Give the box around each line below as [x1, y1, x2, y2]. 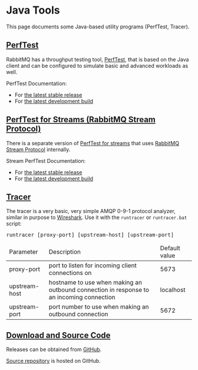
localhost [160, 286, 186, 294]
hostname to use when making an [48, 279, 143, 287]
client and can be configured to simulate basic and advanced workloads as [6, 62, 189, 69]
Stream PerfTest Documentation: [6, 157, 86, 164]
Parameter [9, 248, 38, 256]
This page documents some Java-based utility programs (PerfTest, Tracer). [6, 23, 190, 30]
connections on [48, 269, 92, 277]
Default [160, 244, 181, 253]
